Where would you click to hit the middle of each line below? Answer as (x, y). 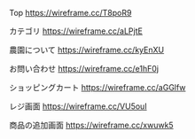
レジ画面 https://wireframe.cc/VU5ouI (78, 106)
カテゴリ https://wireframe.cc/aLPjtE (76, 31)
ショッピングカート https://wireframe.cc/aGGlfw (97, 87)
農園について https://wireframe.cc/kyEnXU (87, 50)
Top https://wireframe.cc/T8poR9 (70, 13)
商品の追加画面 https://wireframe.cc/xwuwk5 (92, 125)
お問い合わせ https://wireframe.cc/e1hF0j (84, 69)
